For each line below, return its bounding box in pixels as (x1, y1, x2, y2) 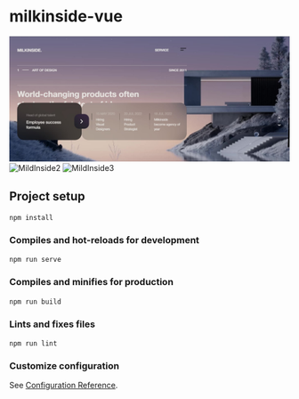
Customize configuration (9, 359, 120, 371)
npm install (9, 214, 53, 223)
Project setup (9, 189, 86, 204)
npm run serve (9, 256, 62, 265)
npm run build (9, 297, 62, 306)
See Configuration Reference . (9, 380, 118, 391)
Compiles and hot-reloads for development (9, 234, 200, 247)
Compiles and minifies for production (9, 276, 174, 289)
